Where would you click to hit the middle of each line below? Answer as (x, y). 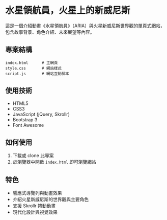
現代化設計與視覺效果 (35, 212)
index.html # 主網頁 (32, 63)
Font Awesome (28, 125)
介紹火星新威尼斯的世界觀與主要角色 (51, 200)
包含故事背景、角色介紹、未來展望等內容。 (50, 32)
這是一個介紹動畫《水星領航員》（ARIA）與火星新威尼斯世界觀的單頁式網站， (85, 26)
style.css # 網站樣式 (34, 68)
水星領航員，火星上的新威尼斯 (68, 10)
